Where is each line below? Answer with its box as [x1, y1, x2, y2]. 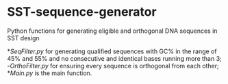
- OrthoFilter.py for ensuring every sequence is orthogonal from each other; [7, 61, 219, 70]
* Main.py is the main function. [7, 69, 92, 77]
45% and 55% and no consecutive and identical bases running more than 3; [7, 54, 223, 62]
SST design [7, 33, 40, 42]
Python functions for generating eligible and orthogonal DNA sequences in [7, 27, 218, 35]
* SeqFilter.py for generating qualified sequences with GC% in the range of [7, 47, 217, 55]
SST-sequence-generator [7, 4, 157, 20]
